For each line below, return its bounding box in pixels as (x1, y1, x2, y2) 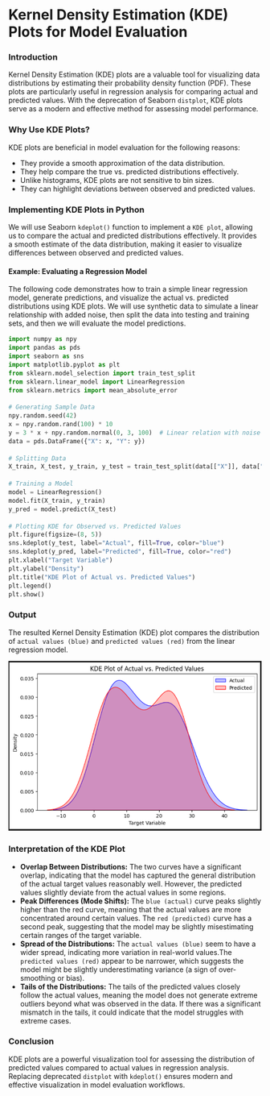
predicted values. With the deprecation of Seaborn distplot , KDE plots (8, 95, 243, 106)
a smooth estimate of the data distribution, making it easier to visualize (8, 239, 243, 249)
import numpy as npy (8, 335, 78, 343)
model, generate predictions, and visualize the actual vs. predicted (8, 293, 229, 303)
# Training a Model (8, 479, 74, 488)
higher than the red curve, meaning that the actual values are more (19, 904, 242, 914)
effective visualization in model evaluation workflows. (8, 1080, 186, 1090)
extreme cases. (19, 1015, 72, 1025)
